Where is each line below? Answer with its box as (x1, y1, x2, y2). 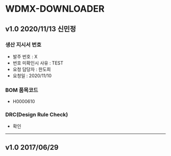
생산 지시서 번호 (5, 41, 42, 48)
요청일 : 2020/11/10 (12, 72, 52, 79)
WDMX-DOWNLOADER (5, 3, 105, 15)
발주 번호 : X (12, 53, 38, 59)
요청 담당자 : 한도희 (12, 66, 51, 72)
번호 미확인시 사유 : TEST (12, 59, 64, 66)
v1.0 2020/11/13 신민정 (5, 24, 76, 33)
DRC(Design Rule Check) (5, 111, 68, 118)
